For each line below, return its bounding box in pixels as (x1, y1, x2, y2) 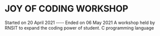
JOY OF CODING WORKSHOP (4, 3, 128, 14)
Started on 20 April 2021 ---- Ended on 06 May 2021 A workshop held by (4, 19, 155, 25)
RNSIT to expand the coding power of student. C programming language (4, 24, 154, 30)
